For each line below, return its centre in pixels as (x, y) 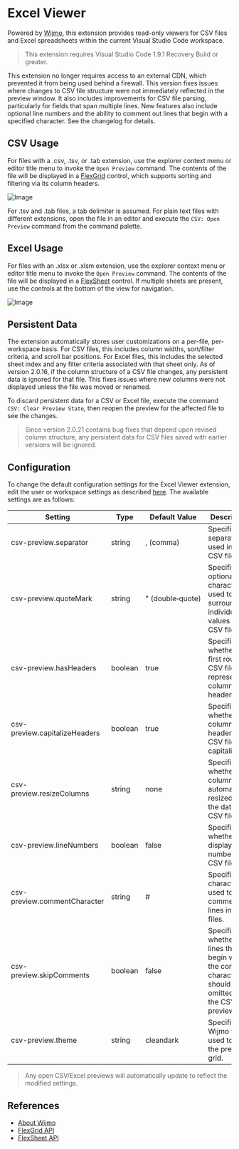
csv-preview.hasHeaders (54, 668)
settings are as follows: (41, 499)
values (219, 621)
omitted (221, 993)
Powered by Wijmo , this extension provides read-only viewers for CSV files (117, 33)
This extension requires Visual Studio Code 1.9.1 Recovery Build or (122, 54)
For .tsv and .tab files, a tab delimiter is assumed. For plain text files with (113, 211)
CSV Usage (33, 144)
